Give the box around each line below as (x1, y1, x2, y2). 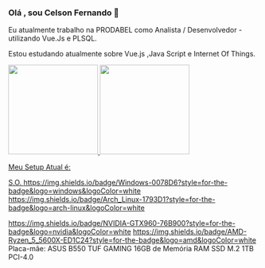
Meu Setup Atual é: (8, 162, 72, 172)
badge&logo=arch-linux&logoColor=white (8, 203, 145, 213)
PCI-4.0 (8, 252, 34, 262)
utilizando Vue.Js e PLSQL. (8, 33, 97, 43)
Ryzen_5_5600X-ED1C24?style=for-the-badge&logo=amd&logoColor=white (8, 235, 257, 245)
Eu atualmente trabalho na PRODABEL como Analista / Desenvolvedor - (8, 25, 243, 35)
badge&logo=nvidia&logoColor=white (8, 227, 131, 237)
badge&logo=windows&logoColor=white (8, 186, 142, 196)
